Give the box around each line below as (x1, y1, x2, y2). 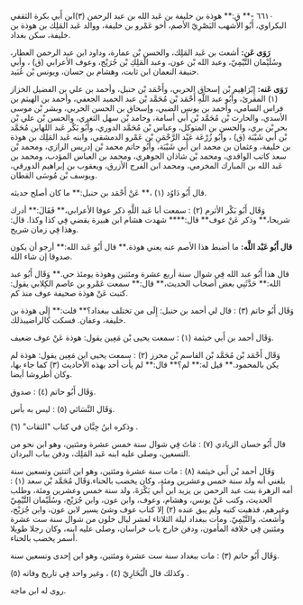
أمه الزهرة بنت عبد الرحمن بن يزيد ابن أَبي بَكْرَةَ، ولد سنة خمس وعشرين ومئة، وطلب (10, 485, 293, 495)
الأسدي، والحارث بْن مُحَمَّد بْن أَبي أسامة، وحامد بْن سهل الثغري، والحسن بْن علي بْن (10, 113, 288, 123)
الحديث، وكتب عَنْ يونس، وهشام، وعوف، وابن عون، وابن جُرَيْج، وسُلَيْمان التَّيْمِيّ (10, 494, 273, 505)
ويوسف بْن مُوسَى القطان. (10, 170, 97, 180)
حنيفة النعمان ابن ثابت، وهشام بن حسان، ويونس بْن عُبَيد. (10, 66, 199, 77)
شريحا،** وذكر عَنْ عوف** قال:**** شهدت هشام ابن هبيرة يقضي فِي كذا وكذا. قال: (10, 215, 290, 225)
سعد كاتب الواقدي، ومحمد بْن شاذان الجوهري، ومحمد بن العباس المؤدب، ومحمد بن (10, 151, 287, 161)
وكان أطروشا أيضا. (10, 369, 73, 380)
